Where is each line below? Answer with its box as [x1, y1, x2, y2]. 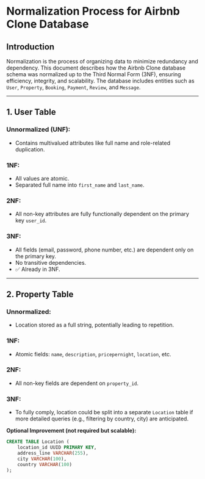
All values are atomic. [15, 175, 70, 182]
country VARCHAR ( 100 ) [17, 461, 72, 467]
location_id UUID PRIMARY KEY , [17, 444, 97, 451]
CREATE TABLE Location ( [6, 439, 70, 445]
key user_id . [15, 217, 47, 224]
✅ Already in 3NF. [15, 265, 60, 273]
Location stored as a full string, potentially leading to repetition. [15, 322, 174, 329]
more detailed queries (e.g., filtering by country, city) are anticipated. [15, 415, 189, 422]
